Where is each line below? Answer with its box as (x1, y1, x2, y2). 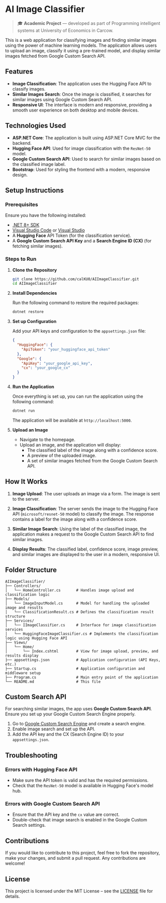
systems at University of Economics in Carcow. (17, 27, 113, 33)
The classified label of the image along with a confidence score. (27, 447, 158, 453)
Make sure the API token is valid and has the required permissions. (12, 778, 149, 784)
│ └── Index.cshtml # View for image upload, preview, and (5, 649, 159, 654)
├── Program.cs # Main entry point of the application (5, 675, 159, 680)
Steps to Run (5, 255, 37, 262)
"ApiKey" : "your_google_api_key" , (21, 361, 93, 366)
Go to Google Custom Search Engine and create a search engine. (12, 721, 146, 727)
